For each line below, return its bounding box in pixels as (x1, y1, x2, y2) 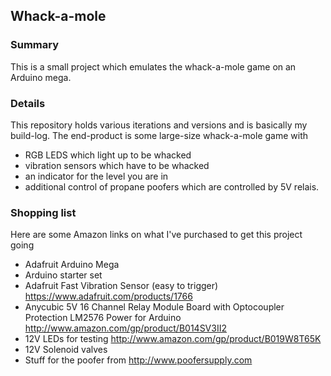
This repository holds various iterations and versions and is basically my (10, 119, 308, 131)
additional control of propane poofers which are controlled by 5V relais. (24, 180, 320, 193)
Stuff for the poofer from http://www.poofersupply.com (24, 354, 253, 366)
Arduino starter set (24, 269, 103, 281)
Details (10, 96, 46, 110)
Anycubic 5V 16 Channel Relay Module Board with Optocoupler (24, 301, 285, 313)
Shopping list (10, 205, 77, 219)
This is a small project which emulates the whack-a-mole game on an (10, 60, 297, 73)
